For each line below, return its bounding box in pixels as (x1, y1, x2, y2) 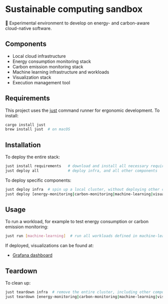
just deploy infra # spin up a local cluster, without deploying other (5, 187, 160, 192)
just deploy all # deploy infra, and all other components (5, 168, 157, 173)
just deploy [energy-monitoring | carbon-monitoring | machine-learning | (5, 191, 153, 197)
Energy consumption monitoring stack (12, 58, 91, 64)
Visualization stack (12, 74, 51, 80)
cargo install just (5, 122, 46, 127)
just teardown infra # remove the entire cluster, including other (5, 290, 151, 295)
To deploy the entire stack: (5, 154, 60, 160)
